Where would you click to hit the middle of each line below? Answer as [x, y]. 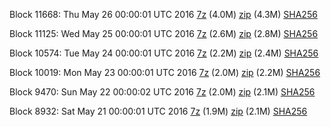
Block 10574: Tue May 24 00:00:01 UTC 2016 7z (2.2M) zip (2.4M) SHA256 [164, 53]
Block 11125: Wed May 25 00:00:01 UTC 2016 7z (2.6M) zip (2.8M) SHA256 [164, 33]
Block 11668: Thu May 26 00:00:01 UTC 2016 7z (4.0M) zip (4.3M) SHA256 [163, 14]
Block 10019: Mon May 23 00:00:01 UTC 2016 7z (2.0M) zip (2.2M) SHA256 [165, 72]
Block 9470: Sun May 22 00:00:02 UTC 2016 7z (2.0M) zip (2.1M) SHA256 [162, 92]
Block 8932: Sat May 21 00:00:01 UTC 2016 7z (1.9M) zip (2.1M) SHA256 [158, 111]
